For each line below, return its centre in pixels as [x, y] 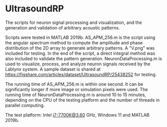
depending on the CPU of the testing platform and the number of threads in [83, 100]
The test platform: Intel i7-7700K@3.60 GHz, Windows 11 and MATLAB [77, 115]
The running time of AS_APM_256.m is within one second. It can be [74, 84]
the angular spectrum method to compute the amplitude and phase [74, 42]
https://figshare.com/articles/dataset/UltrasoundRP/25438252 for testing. [81, 74]
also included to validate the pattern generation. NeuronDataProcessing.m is [83, 58]
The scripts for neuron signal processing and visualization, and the [74, 22]
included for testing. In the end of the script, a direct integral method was [80, 53]
